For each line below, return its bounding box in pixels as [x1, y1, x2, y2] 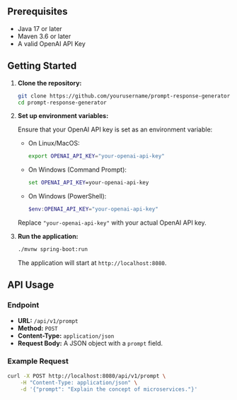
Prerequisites [7, 6, 68, 18]
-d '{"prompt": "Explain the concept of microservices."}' [20, 385, 198, 393]
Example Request [7, 356, 69, 366]
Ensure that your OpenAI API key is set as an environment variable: [17, 125, 213, 134]
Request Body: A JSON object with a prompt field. [17, 339, 163, 347]
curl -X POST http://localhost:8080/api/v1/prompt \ [7, 372, 166, 380]
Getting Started [7, 60, 77, 72]
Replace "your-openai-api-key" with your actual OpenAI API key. [17, 218, 207, 227]
